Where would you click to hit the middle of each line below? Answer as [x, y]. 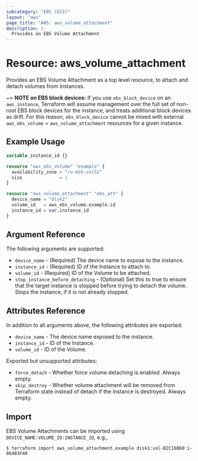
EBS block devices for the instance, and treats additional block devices [104, 110]
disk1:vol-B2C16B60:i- [165, 448]
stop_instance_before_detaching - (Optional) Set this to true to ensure [100, 279]
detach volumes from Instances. [45, 86]
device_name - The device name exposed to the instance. [84, 337]
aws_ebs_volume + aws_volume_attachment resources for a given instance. [95, 123]
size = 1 [40, 177]
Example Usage [36, 142]
